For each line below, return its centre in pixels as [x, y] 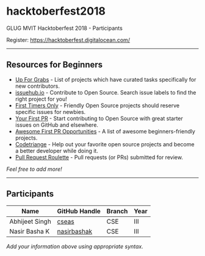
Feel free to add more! [34, 169]
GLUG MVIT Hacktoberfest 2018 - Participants [65, 28]
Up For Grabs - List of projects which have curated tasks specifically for [106, 79]
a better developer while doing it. [57, 151]
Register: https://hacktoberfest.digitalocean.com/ [68, 40]
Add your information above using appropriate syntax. [75, 246]
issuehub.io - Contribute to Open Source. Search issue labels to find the [106, 92]
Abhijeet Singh [31, 221]
